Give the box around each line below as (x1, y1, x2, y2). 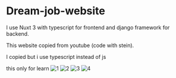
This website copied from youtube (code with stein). (6, 42, 134, 49)
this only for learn (6, 64, 49, 72)
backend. (6, 30, 29, 37)
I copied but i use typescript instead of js (6, 53, 106, 60)
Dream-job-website (6, 4, 105, 18)
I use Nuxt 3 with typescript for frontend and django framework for (6, 24, 170, 31)
